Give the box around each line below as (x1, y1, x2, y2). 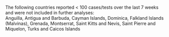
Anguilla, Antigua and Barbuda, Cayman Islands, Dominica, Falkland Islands (5, 15, 164, 21)
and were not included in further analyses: (5, 10, 94, 16)
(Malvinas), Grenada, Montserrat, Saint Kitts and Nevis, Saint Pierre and (5, 20, 156, 26)
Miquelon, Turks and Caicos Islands (5, 26, 81, 32)
